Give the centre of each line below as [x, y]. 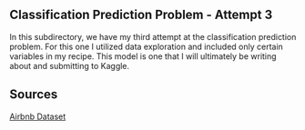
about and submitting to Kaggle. [70, 65]
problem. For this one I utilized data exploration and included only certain [147, 46]
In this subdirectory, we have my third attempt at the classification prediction [153, 36]
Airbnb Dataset [38, 116]
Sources [34, 95]
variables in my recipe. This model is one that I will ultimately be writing [143, 56]
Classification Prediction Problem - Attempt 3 [141, 15]
